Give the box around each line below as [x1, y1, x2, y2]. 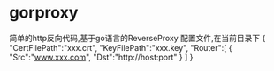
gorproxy [9, 3, 79, 23]
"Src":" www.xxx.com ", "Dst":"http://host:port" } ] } [9, 52, 194, 62]
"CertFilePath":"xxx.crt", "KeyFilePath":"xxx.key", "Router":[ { [9, 42, 232, 53]
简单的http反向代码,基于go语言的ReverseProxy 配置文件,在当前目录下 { [9, 32, 266, 43]
